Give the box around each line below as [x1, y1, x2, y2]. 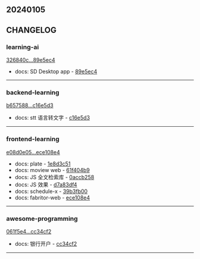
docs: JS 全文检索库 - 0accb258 [14, 173, 95, 180]
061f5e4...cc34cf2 [6, 227, 52, 235]
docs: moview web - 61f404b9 [14, 166, 90, 173]
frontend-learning [6, 135, 60, 143]
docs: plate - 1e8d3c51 [14, 160, 71, 167]
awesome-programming [6, 214, 79, 223]
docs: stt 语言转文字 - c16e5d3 [14, 114, 90, 121]
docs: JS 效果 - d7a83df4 [14, 181, 77, 188]
